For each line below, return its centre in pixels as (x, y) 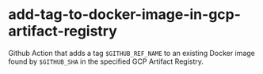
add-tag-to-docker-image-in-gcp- (125, 15)
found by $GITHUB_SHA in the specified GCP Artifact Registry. (106, 61)
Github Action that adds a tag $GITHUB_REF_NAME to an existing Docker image (131, 53)
